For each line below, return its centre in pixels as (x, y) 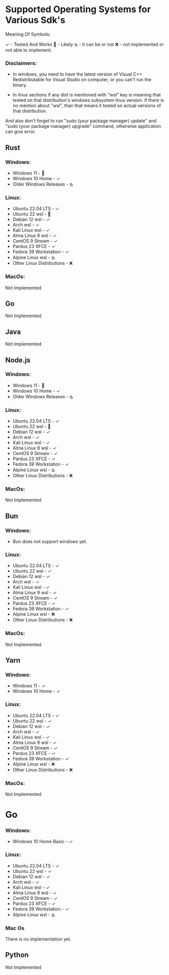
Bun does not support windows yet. (50, 542)
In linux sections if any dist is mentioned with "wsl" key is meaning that (87, 95)
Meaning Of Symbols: (28, 34)
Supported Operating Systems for (78, 9)
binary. (20, 85)
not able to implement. (29, 50)
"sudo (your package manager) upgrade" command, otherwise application (83, 126)
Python (17, 955)
